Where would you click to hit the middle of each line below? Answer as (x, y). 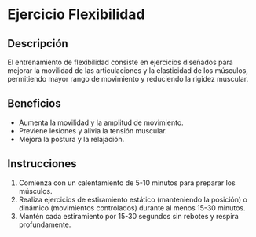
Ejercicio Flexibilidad (76, 15)
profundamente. (45, 224)
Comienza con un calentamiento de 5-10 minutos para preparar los (127, 183)
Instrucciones (42, 164)
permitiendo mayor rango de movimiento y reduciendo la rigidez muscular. (128, 79)
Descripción (38, 44)
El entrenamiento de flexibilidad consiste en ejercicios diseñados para (120, 62)
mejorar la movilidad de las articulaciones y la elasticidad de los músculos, (128, 71)
